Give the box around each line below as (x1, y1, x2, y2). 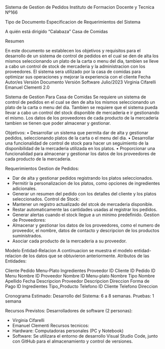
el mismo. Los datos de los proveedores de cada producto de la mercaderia (5, 115, 159, 120)
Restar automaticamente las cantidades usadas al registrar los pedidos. (12, 207, 158, 212)
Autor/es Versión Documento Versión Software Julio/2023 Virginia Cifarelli (5, 79, 156, 85)
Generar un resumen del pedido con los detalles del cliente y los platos (12, 191, 157, 196)
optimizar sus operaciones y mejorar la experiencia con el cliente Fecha (5, 74, 151, 79)
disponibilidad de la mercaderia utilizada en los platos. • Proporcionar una (5, 146, 155, 151)
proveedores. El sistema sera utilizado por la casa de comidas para (5, 69, 141, 75)
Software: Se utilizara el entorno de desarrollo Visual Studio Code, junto (12, 333, 158, 339)
